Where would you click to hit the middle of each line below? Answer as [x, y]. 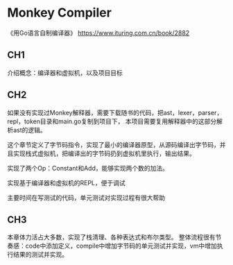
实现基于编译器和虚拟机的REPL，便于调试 [67, 182]
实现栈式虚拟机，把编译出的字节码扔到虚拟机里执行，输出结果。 [104, 153]
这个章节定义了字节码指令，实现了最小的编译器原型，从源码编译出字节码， [113, 144]
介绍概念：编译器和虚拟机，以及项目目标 [65, 72]
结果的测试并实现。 [40, 255]
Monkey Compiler [60, 13]
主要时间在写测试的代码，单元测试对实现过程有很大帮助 [86, 197]
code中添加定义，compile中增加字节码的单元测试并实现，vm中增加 [121, 246]
